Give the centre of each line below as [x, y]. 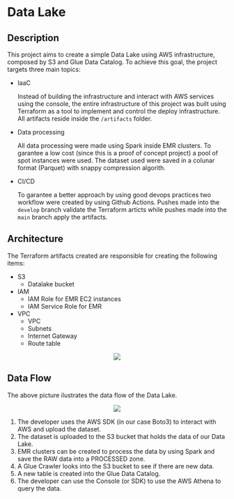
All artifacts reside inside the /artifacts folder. [85, 118]
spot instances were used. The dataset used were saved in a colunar [116, 160]
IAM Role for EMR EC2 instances [75, 299]
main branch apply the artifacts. [62, 217]
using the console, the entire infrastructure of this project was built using [122, 104]
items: [16, 263]
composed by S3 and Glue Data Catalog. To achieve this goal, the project [112, 62]
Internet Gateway [53, 336]
